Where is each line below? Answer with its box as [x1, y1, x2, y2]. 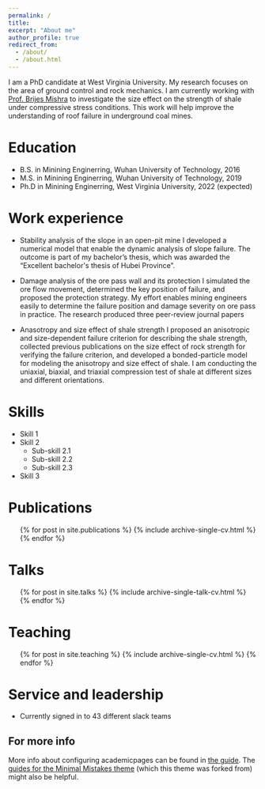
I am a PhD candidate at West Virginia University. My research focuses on [8, 77, 248, 87]
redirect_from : [8, 41, 59, 49]
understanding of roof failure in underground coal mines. [8, 111, 194, 120]
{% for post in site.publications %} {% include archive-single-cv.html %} [19, 525, 256, 534]
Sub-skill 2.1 [31, 446, 71, 455]
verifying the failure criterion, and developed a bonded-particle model [19, 349, 248, 360]
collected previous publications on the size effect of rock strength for [19, 342, 246, 351]
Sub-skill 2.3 [31, 462, 73, 472]
